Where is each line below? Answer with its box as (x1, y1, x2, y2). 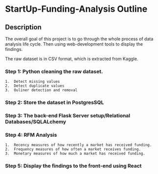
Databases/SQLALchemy (5, 119, 67, 125)
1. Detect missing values (5, 79, 60, 84)
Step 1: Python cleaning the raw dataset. (5, 68, 103, 75)
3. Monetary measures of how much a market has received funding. (5, 151, 146, 156)
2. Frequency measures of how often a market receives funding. (5, 147, 141, 152)
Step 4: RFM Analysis (5, 131, 57, 138)
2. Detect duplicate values (5, 83, 65, 89)
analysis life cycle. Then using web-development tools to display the (5, 41, 143, 47)
